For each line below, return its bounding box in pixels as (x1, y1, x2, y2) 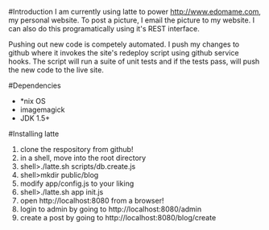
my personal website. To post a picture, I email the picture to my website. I (8, 15, 255, 25)
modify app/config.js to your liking (19, 179, 134, 188)
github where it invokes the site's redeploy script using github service (8, 48, 239, 57)
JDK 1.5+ (19, 113, 51, 123)
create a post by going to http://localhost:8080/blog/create (19, 213, 217, 222)
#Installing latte (8, 129, 60, 138)
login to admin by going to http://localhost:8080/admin (19, 204, 202, 214)
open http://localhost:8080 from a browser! (19, 196, 164, 205)
